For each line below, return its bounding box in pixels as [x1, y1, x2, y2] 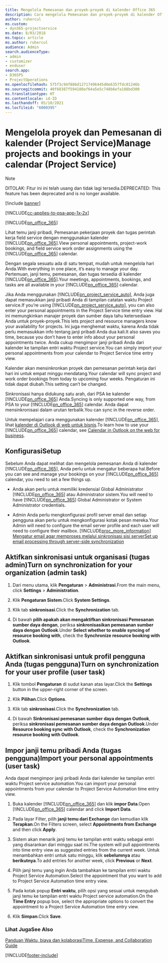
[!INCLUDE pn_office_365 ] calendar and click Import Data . [12, 806, 132, 813]
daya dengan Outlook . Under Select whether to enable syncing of [12, 627, 150, 633]
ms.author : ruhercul [5, 40, 48, 45]
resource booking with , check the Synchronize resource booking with [12, 632, 160, 638]
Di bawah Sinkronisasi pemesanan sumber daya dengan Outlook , [12, 716, 151, 722]
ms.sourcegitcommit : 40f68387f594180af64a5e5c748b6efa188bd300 [5, 86, 140, 92]
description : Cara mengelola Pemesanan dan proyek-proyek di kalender [5, 12, 155, 17]
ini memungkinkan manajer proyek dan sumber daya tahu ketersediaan [5, 312, 151, 318]
